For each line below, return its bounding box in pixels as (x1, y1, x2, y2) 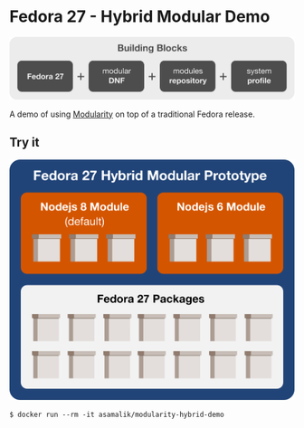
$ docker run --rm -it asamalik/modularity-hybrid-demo (9, 410, 224, 419)
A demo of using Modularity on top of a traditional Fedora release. (9, 109, 255, 119)
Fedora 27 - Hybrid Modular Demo (9, 6, 271, 27)
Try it (9, 135, 40, 150)
